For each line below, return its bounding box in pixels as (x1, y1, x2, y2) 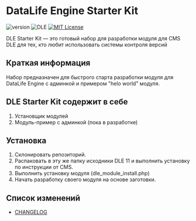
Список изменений (6, 193, 81, 203)
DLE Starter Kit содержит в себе (6, 97, 128, 107)
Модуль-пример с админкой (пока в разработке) (14, 118, 138, 125)
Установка (6, 135, 47, 145)
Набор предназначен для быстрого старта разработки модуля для (6, 73, 174, 80)
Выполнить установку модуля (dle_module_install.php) (14, 170, 150, 177)
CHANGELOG (14, 209, 48, 216)
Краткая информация (6, 58, 91, 68)
